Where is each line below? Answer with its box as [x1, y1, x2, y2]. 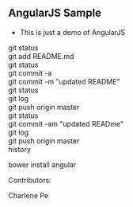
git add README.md [8, 51, 74, 61]
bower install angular [8, 159, 77, 170]
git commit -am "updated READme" [8, 119, 124, 128]
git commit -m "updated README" [8, 76, 120, 86]
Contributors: [8, 175, 51, 185]
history [8, 144, 32, 154]
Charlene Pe [8, 190, 49, 200]
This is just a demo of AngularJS [19, 27, 126, 37]
